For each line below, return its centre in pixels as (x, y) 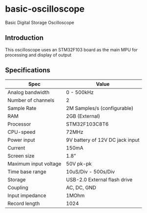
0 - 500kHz (80, 92)
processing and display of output (38, 55)
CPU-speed (21, 132)
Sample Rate (22, 108)
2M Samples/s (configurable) (99, 108)
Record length (24, 203)
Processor (19, 124)
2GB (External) (83, 116)
